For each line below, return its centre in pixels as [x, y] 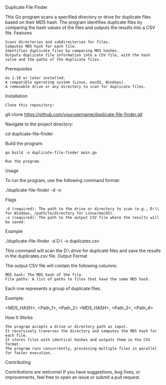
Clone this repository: [30, 105]
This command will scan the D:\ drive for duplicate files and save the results [83, 250]
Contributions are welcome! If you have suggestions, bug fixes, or [73, 372]
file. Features [19, 33]
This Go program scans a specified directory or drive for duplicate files [78, 17]
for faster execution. [29, 353]
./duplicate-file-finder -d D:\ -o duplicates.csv [52, 241]
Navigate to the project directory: [39, 124]
